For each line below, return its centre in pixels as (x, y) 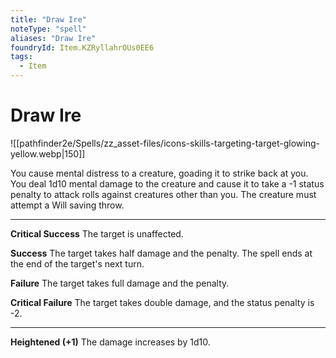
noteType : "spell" (48, 29)
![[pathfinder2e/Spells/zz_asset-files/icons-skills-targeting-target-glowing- (165, 143)
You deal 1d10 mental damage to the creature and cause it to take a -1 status (167, 183)
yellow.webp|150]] (48, 153)
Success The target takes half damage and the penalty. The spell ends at (161, 253)
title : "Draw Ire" (48, 19)
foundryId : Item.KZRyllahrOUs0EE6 (82, 47)
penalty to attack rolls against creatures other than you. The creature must (163, 194)
